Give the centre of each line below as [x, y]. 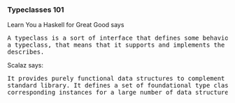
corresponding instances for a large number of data [100, 93]
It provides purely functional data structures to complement [116, 79]
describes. [26, 52]
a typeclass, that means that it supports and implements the [116, 45]
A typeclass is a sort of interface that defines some [103, 38]
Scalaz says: [26, 65]
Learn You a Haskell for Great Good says [66, 25]
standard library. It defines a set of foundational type [109, 86]
